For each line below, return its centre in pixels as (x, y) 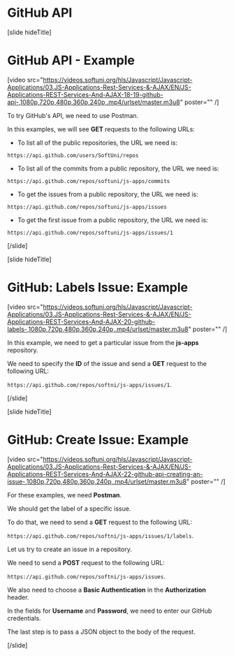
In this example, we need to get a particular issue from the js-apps (103, 342)
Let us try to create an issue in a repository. (70, 549)
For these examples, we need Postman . (65, 495)
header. (18, 597)
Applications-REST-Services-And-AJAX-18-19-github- (85, 94)
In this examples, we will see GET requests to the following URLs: (101, 129)
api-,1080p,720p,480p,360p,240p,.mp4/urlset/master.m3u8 (94, 102)
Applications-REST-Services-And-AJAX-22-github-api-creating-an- (105, 474)
